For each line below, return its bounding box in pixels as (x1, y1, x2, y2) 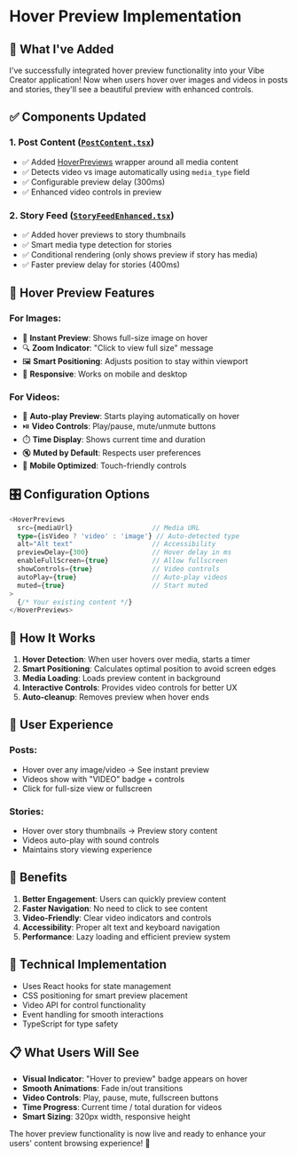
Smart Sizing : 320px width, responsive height (21, 1111, 191, 1121)
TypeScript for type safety (21, 1018, 119, 1029)
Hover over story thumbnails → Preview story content (21, 826, 218, 836)
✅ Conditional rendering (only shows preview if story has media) (21, 249, 259, 259)
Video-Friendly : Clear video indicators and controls (21, 912, 212, 923)
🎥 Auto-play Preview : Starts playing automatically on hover (21, 410, 240, 421)
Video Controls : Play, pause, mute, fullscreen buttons (21, 1092, 219, 1103)
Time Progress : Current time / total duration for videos (21, 1101, 223, 1112)
